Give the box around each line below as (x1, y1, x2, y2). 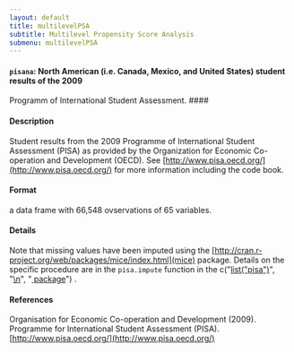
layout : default (9, 13, 70, 22)
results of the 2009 (9, 75, 83, 86)
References (9, 294, 54, 305)
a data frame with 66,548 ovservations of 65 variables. (9, 204, 212, 215)
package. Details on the (196, 254, 285, 265)
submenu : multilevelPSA (9, 38, 99, 47)
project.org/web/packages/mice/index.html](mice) (9, 254, 195, 265)
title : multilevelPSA (9, 21, 91, 30)
